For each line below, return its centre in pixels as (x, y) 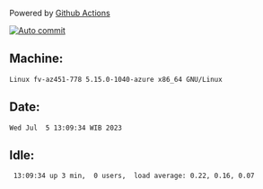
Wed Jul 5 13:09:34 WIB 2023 (66, 128)
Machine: (36, 59)
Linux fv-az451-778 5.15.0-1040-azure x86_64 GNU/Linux (116, 79)
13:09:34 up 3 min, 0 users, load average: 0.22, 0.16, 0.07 (134, 176)
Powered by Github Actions (60, 13)
